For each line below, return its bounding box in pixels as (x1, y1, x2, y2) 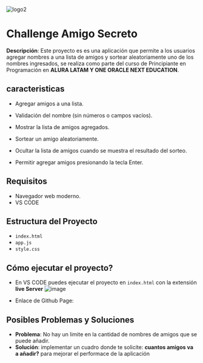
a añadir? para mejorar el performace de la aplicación (15, 350, 150, 357)
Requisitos (6, 176, 47, 187)
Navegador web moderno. (15, 192, 81, 199)
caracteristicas (6, 84, 65, 94)
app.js (15, 240, 32, 246)
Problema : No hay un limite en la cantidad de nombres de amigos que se (15, 331, 198, 338)
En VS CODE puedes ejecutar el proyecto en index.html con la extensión (15, 279, 197, 286)
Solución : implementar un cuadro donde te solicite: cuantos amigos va (15, 344, 194, 351)
